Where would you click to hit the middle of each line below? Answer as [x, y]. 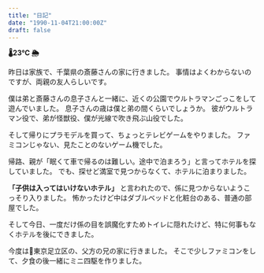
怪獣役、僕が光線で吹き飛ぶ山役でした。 [122, 118]
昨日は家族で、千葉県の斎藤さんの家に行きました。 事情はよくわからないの [130, 72]
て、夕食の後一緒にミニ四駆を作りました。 [77, 261]
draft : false [30, 30]
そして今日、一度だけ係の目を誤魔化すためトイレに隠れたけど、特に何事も [129, 224]
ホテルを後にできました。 [56, 234]
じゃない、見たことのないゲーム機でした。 [98, 145]
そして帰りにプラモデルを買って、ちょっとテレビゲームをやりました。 [121, 135]
